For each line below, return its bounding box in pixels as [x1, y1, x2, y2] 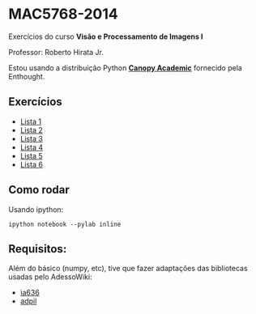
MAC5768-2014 [8, 5, 119, 23]
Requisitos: [8, 242, 67, 256]
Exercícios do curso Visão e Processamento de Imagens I [8, 32, 203, 41]
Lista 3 [19, 134, 43, 143]
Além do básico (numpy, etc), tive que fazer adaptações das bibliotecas [8, 264, 249, 274]
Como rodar [8, 183, 70, 197]
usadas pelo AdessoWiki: [8, 272, 92, 282]
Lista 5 [19, 151, 43, 160]
